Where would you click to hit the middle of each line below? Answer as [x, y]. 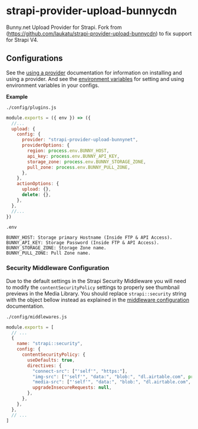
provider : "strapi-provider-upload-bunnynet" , [80, 140]
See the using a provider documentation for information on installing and [94, 73]
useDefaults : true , [51, 360]
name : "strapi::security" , [50, 344]
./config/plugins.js [32, 108]
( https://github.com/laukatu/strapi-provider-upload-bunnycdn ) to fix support [99, 33]
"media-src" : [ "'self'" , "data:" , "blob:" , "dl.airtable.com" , [112, 382]
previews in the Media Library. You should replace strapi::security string [96, 293]
